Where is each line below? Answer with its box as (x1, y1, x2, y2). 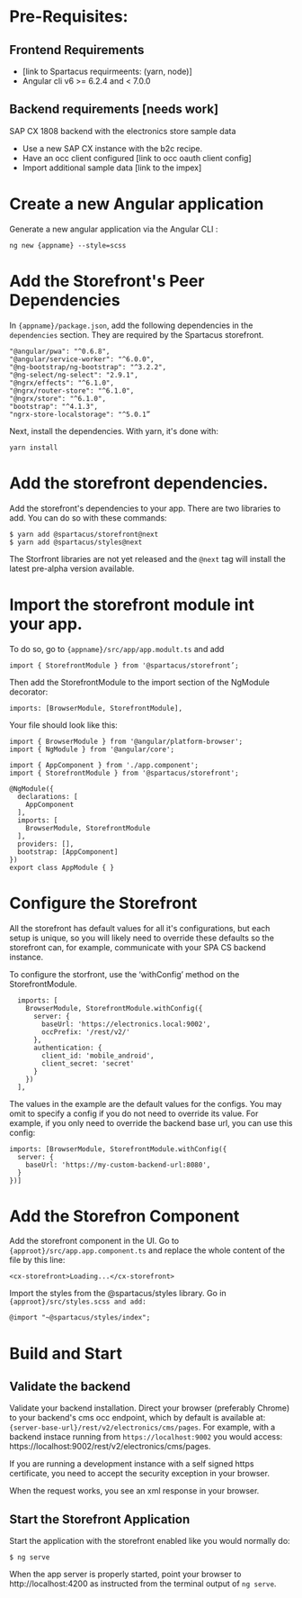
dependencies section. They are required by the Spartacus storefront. (9, 329, 264, 340)
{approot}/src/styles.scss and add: (9, 1297, 147, 1307)
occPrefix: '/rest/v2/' (41, 1027, 130, 1037)
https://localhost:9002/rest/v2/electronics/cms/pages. (9, 1441, 211, 1452)
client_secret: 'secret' (41, 1058, 135, 1068)
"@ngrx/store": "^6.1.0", (9, 394, 106, 403)
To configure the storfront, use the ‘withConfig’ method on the (9, 968, 240, 979)
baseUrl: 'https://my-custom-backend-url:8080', (25, 1160, 211, 1169)
